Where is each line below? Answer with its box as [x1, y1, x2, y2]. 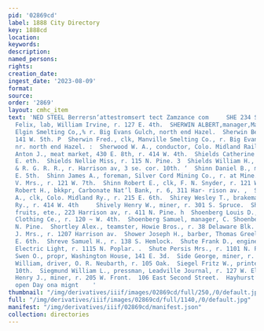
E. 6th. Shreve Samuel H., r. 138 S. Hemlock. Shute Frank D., [15, 238, 234, 246]
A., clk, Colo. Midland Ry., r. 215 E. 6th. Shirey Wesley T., [15, 194, 230, 202]
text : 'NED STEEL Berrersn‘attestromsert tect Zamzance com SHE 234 [8, 114, 251, 122]
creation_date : [8, 70, 58, 78]
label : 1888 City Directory [8, 19, 101, 27]
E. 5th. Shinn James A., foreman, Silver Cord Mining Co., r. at [15, 172, 237, 180]
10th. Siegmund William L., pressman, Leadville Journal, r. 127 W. [15, 267, 247, 275]
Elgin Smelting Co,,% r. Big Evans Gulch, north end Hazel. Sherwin [15, 128, 247, 136]
